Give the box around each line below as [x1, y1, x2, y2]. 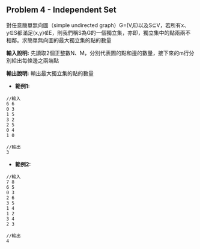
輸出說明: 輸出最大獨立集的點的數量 [6, 69, 94, 77]
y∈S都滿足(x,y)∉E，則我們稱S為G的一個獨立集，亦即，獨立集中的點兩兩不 [6, 29, 191, 36]
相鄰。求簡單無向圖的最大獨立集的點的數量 [6, 36, 112, 44]
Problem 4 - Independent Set [6, 5, 117, 15]
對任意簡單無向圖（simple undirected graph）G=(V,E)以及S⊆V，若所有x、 [6, 21, 190, 29]
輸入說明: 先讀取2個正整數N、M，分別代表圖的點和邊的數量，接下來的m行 [6, 49, 189, 57]
